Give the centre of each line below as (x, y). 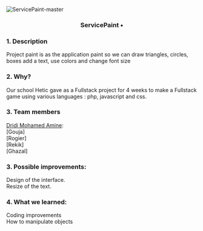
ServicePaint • (102, 25)
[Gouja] (16, 132)
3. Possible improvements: (46, 167)
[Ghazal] (17, 151)
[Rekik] (15, 144)
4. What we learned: (37, 202)
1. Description (27, 41)
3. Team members (33, 112)
